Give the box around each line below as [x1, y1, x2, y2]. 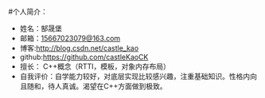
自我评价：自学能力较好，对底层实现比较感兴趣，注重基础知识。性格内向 [19, 72, 257, 81]
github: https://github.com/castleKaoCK [19, 52, 149, 62]
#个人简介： [8, 7, 48, 16]
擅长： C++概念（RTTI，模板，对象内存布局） [19, 62, 171, 71]
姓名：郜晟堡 [19, 24, 62, 33]
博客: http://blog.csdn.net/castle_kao [19, 43, 139, 53]
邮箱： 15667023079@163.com [19, 34, 121, 43]
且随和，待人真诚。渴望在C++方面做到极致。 [19, 81, 167, 91]
